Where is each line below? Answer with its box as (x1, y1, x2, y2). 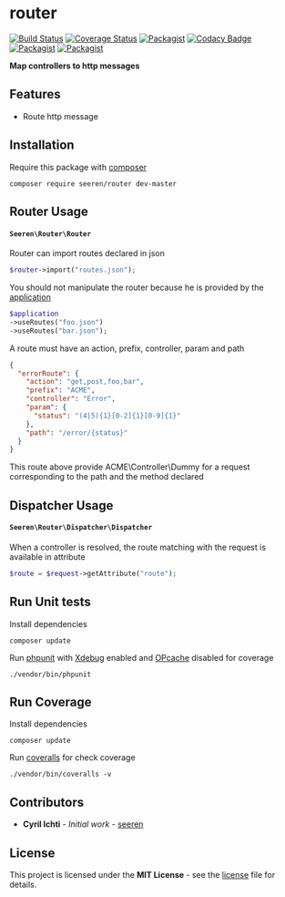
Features (9, 87, 61, 102)
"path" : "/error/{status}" (25, 428, 128, 438)
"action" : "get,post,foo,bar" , (25, 377, 145, 387)
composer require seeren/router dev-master (9, 179, 178, 189)
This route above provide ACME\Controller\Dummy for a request (9, 461, 250, 472)
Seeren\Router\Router (9, 229, 92, 239)
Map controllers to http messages (9, 60, 140, 71)
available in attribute (9, 551, 86, 562)
